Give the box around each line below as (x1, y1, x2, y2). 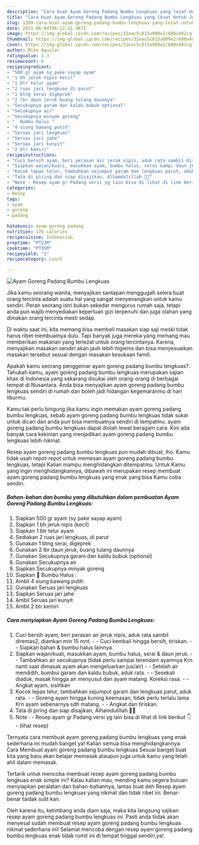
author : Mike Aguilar (6, 47, 60, 53)
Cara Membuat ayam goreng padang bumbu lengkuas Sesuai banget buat (6, 746, 187, 753)
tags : (6, 196, 20, 202)
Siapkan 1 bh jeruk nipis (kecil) (15, 521, 89, 528)
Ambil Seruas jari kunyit (15, 597, 73, 604)
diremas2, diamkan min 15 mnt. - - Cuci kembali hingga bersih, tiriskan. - (15, 638, 193, 645)
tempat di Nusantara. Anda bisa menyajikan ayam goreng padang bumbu (6, 382, 185, 389)
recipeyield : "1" (6, 251, 50, 257)
